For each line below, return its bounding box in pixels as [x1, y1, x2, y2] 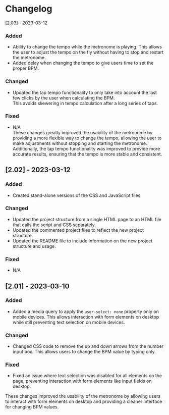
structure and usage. [12, 243, 57, 249]
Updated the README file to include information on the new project [12, 238, 153, 244]
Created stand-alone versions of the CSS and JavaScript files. [12, 192, 142, 198]
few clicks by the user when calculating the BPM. [12, 94, 115, 101]
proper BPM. [12, 65, 39, 71]
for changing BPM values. [5, 404, 59, 410]
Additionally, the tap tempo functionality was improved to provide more [12, 145, 160, 151]
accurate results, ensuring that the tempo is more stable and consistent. [12, 151, 162, 157]
